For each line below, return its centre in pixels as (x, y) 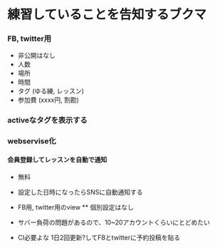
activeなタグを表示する (47, 120)
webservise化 (32, 141)
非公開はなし (36, 56)
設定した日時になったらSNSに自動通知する (80, 192)
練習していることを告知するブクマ (107, 15)
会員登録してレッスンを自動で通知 (57, 159)
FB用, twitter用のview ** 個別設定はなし (75, 207)
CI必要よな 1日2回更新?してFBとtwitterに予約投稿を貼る (99, 237)
